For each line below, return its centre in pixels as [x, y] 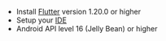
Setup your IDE [41, 20]
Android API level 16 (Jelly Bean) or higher [87, 29]
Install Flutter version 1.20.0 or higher [78, 12]
